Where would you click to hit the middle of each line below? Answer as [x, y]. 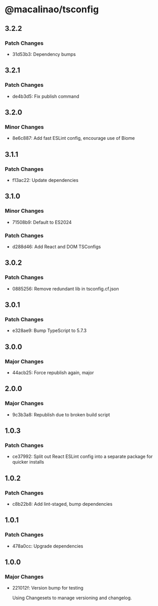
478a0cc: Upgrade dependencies [48, 546]
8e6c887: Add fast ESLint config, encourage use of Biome [73, 138]
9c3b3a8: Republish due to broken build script [61, 414]
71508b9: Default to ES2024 [42, 222]
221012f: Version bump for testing [48, 588]
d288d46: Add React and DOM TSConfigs [57, 246]
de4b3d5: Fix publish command [46, 96]
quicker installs [28, 462]
